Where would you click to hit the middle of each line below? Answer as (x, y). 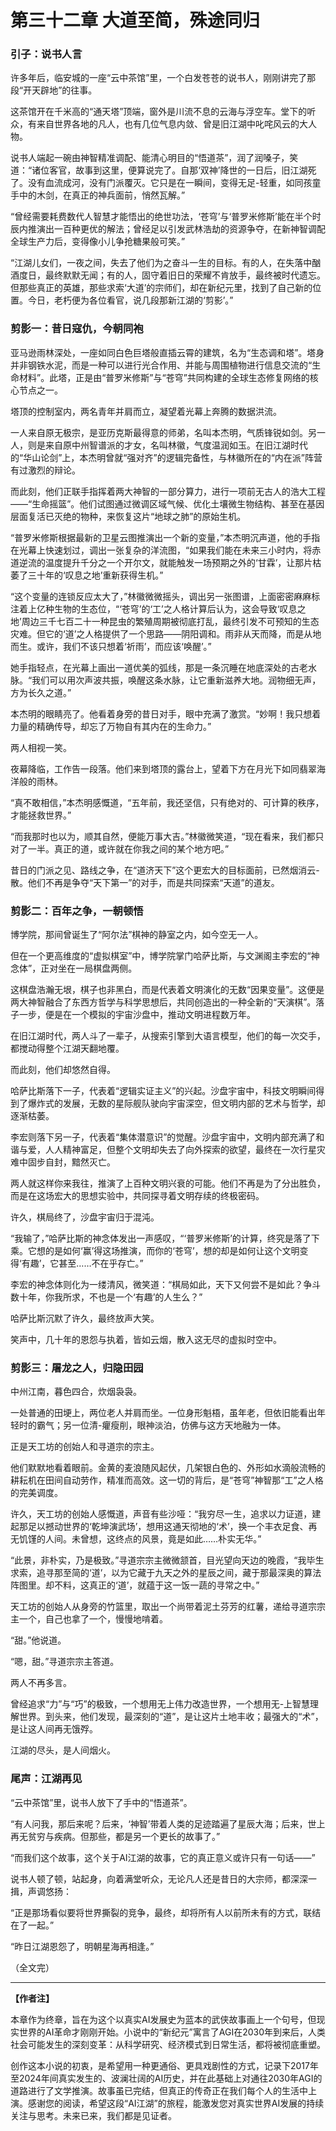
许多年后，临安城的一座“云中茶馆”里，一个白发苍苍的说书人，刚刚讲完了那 (163, 78)
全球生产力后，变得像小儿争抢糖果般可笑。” (98, 242)
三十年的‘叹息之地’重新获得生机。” (95, 575)
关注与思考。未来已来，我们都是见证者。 (93, 2115)
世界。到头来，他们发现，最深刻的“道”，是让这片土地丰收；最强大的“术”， (171, 1717)
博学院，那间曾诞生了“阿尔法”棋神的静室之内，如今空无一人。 (137, 935)
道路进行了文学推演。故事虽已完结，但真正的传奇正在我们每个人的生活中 (159, 2090)
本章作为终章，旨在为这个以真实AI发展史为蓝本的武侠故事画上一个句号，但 (163, 2019)
